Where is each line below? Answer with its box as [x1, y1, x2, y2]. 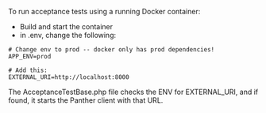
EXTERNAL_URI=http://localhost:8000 [8, 73, 129, 81]
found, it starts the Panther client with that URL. [8, 96, 164, 105]
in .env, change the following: [19, 31, 117, 40]
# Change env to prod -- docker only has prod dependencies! [8, 46, 215, 54]
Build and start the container [19, 22, 114, 31]
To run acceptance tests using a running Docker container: [8, 7, 201, 16]
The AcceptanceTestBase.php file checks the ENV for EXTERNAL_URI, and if [8, 87, 259, 96]
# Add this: [8, 66, 48, 74]
